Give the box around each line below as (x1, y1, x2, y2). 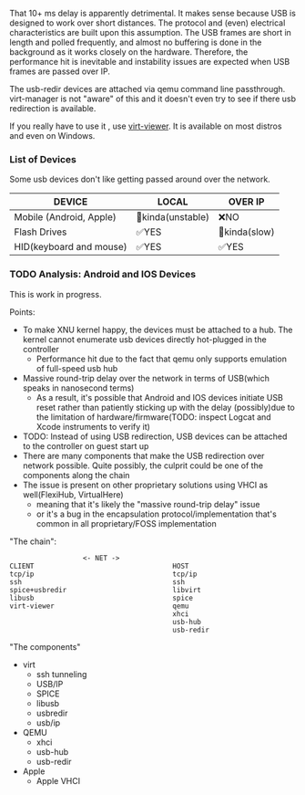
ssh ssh (9, 577, 185, 587)
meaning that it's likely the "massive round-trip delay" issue (36, 498, 260, 509)
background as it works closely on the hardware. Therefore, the (9, 47, 249, 58)
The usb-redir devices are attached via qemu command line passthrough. (9, 84, 286, 94)
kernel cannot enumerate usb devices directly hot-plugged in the (22, 333, 267, 345)
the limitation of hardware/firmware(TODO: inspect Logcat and (36, 411, 271, 423)
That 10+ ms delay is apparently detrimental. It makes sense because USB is (9, 8, 296, 18)
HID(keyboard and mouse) (14, 241, 127, 254)
